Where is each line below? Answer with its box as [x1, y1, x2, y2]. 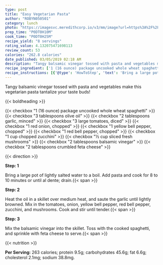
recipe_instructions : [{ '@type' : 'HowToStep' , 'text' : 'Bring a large [5, 71, 151, 75]
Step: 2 [5, 187, 20, 193]
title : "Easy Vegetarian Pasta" [5, 12, 70, 17]
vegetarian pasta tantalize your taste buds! [5, 88, 91, 95]
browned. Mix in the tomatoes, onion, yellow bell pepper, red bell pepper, [5, 201, 151, 207]
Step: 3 [5, 216, 20, 222]
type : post [5, 7, 27, 12]
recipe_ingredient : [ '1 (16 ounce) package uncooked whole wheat [5, 66, 140, 71]
